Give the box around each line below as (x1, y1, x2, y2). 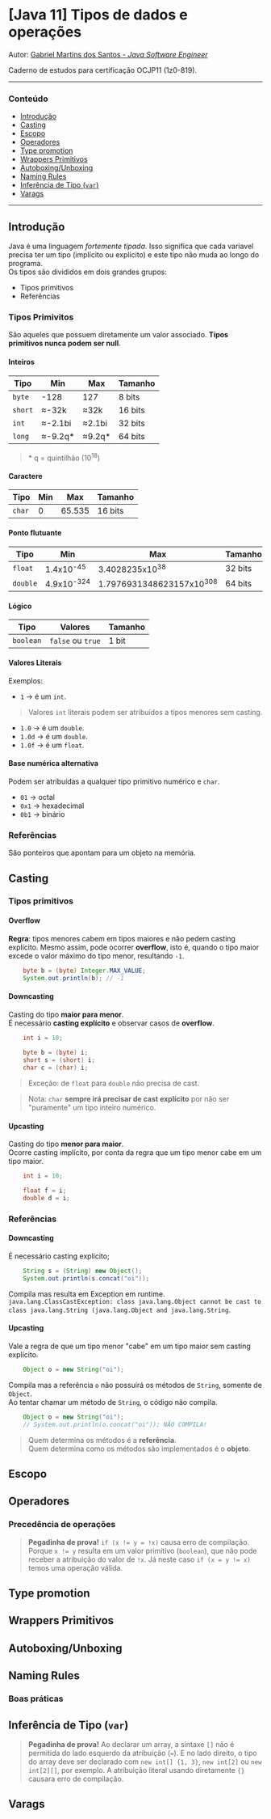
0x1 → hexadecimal (19, 801, 85, 810)
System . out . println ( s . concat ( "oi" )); (23, 1274, 150, 1283)
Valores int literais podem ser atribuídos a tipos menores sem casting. (27, 707, 263, 717)
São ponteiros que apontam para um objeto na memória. (8, 848, 196, 858)
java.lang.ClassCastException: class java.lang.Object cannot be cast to (8, 1297, 262, 1305)
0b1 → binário (19, 809, 65, 819)
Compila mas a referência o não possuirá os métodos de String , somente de (8, 1380, 262, 1390)
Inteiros (8, 357, 35, 366)
